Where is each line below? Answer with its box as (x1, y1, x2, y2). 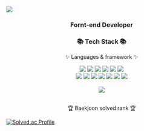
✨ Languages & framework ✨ (65, 53, 138, 61)
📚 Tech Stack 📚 (76, 37, 127, 45)
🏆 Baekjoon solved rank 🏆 (67, 104, 136, 112)
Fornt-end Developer (70, 21, 133, 29)
